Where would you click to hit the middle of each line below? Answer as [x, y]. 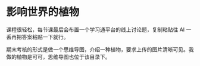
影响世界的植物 [43, 12]
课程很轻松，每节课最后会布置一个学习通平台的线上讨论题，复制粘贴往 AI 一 [99, 29]
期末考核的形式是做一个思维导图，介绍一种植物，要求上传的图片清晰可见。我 [100, 49]
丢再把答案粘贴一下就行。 [37, 37]
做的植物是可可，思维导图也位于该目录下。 [58, 57]
